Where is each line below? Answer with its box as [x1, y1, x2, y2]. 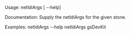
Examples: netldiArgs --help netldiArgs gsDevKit [5, 24, 106, 30]
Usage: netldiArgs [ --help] [5, 5, 61, 10]
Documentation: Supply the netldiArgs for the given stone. [5, 14, 126, 20]
